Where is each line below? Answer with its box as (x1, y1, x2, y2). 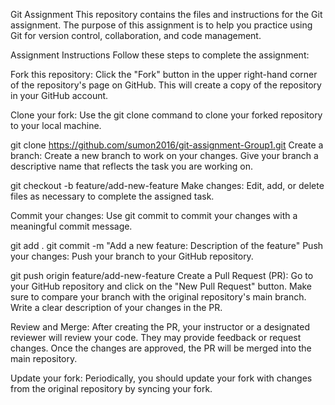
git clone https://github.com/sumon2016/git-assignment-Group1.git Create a (10, 139, 324, 151)
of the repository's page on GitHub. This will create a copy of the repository (10, 79, 322, 91)
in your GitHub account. (10, 90, 109, 101)
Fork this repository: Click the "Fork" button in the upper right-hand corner (10, 69, 318, 80)
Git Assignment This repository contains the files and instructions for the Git (10, 9, 323, 20)
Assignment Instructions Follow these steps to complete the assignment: (10, 49, 310, 61)
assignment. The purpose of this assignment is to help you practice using (10, 19, 313, 31)
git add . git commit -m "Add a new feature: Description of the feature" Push (10, 240, 324, 251)
